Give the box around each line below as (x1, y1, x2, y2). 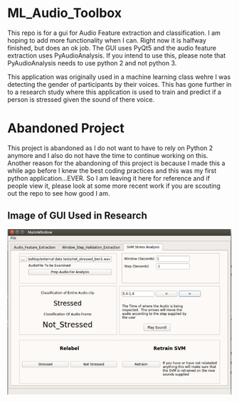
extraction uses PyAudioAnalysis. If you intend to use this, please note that (7, 51, 226, 60)
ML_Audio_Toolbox (7, 5, 122, 21)
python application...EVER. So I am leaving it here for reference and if (7, 174, 211, 182)
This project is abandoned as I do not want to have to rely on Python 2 (7, 144, 213, 152)
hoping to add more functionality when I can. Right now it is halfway (7, 36, 206, 44)
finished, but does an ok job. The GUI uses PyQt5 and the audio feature (7, 43, 217, 52)
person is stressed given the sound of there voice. (7, 95, 155, 104)
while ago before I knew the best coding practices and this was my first (7, 166, 217, 175)
